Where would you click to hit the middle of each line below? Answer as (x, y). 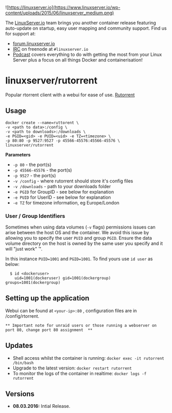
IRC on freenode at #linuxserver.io (50, 49)
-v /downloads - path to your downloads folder (62, 186)
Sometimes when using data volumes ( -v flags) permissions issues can (80, 227)
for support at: (20, 34)
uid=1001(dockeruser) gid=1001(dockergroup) (63, 278)
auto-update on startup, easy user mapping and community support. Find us (86, 28)
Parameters (18, 154)
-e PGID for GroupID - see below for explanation (63, 192)
